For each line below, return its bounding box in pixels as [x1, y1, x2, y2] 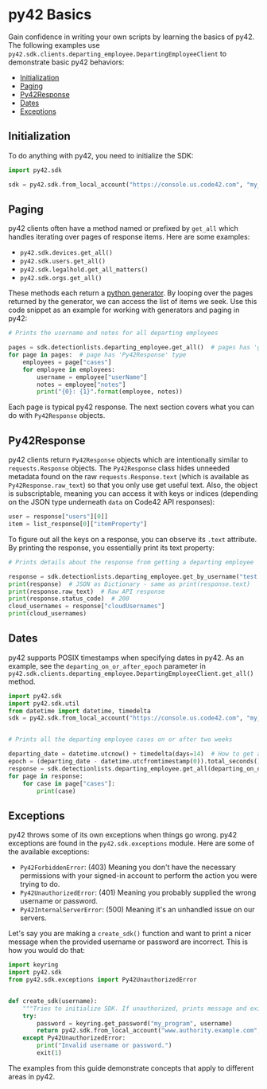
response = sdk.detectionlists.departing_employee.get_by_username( [8, 572, 240, 580]
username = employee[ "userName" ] [37, 373, 148, 381]
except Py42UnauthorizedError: [22, 1034, 126, 1042]
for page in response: [8, 772, 83, 780]
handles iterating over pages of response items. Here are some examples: [8, 232, 250, 242]
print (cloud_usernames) [8, 610, 87, 618]
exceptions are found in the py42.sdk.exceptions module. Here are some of [8, 838, 255, 849]
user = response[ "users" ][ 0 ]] [8, 513, 109, 521]
